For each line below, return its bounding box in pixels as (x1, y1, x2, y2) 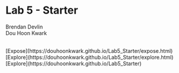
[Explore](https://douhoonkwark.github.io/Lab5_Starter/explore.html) (5, 53, 174, 61)
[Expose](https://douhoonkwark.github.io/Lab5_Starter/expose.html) (5, 47, 173, 54)
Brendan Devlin (5, 23, 43, 30)
